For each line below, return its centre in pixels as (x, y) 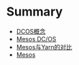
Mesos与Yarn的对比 (44, 47)
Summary (34, 12)
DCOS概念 (31, 31)
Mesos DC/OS (36, 39)
